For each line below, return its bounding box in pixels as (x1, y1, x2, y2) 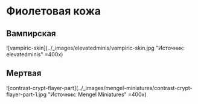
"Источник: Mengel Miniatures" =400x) (48, 91, 147, 98)
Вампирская (6, 28, 56, 39)
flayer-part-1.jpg (6, 91, 47, 98)
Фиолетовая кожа (6, 4, 101, 18)
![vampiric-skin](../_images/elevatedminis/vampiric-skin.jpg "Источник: (6, 44, 185, 51)
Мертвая (6, 68, 42, 79)
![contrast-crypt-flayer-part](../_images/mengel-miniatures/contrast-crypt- (6, 84, 193, 91)
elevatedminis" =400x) (6, 51, 63, 58)
